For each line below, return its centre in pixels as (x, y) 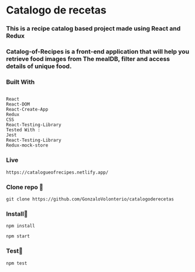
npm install (20, 226)
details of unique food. (39, 66)
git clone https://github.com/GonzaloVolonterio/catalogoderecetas (90, 199)
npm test (17, 263)
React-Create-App (27, 110)
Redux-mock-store (27, 145)
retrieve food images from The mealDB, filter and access (88, 59)
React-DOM (18, 104)
